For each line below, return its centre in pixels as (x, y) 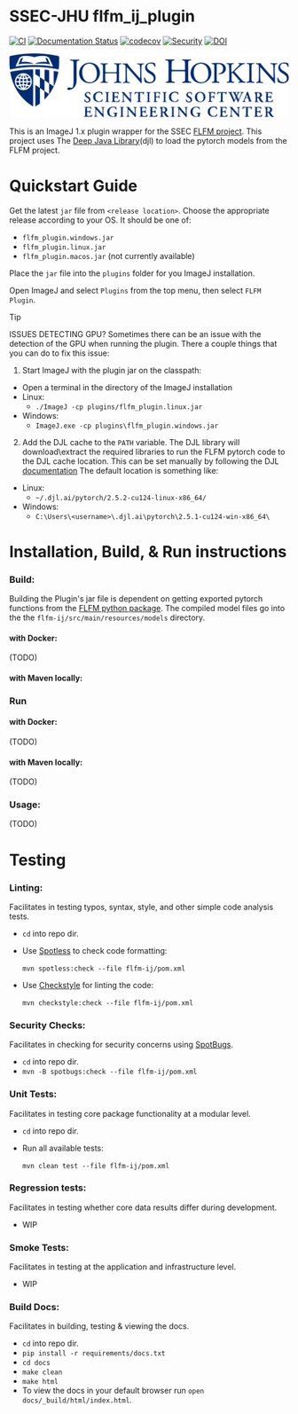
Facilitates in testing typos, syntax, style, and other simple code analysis (141, 907)
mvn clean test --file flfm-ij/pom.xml (96, 1166)
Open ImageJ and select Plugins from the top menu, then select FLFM (135, 290)
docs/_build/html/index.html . (77, 1400)
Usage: (25, 805)
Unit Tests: (33, 1095)
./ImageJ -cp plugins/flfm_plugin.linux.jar (119, 407)
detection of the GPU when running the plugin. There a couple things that (143, 343)
